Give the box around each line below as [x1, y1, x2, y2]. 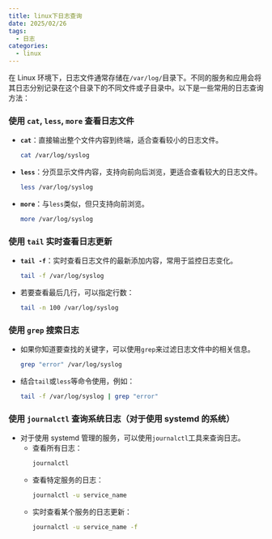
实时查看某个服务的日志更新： [32, 507, 132, 517]
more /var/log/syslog [19, 216, 93, 224]
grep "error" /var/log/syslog [19, 361, 123, 369]
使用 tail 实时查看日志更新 [8, 236, 113, 247]
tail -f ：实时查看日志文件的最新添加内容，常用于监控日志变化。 [19, 256, 237, 266]
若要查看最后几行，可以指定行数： [19, 288, 134, 297]
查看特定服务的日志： [32, 475, 104, 485]
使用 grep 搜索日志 [8, 324, 79, 336]
